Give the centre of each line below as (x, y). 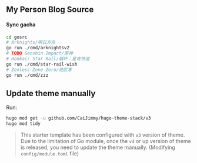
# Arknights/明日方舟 (31, 43)
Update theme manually (51, 93)
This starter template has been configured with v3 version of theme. (103, 135)
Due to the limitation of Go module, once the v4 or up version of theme (106, 141)
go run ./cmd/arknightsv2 (38, 48)
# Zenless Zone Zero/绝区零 (39, 70)
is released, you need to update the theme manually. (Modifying (98, 147)
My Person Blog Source (50, 10)
